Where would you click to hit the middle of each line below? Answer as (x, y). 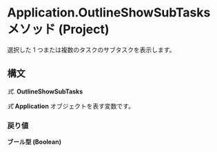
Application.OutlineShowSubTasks (109, 13)
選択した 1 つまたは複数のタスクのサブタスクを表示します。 (91, 50)
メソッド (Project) (58, 30)
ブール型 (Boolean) (34, 142)
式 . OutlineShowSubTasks (45, 91)
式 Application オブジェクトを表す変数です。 (71, 106)
